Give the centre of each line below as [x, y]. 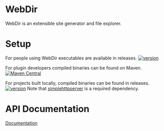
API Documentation [47, 109]
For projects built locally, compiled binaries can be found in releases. [77, 83]
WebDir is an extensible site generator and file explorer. [63, 23]
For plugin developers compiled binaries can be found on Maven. [74, 68]
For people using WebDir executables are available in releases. [71, 58]
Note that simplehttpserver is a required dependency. [83, 88]
